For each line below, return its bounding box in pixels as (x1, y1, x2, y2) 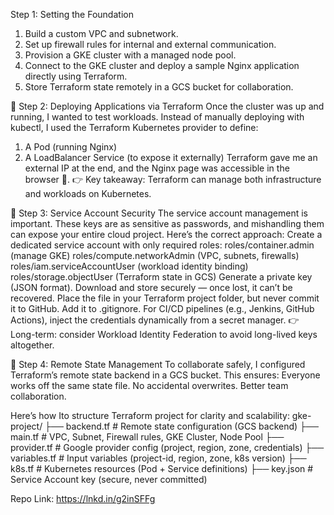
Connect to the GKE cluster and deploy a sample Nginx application (24, 60, 300, 71)
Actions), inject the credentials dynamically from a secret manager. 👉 (10, 314, 300, 326)
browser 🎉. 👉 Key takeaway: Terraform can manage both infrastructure (24, 174, 322, 185)
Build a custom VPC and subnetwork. (24, 28, 179, 39)
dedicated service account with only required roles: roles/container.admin (10, 239, 315, 251)
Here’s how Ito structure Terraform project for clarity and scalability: (10, 410, 290, 421)
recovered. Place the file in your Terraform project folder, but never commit (10, 292, 320, 304)
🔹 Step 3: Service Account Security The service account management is (10, 207, 308, 219)
